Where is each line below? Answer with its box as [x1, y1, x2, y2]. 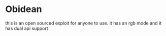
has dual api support [5, 25, 48, 31]
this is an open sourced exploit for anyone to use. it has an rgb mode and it [5, 20, 161, 26]
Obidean [5, 3, 42, 15]
